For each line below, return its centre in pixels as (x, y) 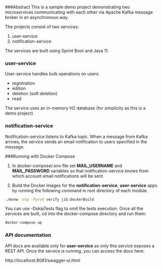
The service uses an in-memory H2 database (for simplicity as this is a (75, 108)
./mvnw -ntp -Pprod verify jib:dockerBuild (50, 199)
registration (23, 83)
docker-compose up (23, 223)
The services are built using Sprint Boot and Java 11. (57, 51)
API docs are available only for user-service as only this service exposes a (80, 246)
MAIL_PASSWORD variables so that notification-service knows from (80, 171)
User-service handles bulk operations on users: (52, 74)
